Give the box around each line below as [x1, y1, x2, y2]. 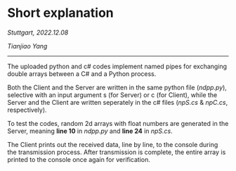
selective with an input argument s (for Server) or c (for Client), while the [7, 90, 218, 99]
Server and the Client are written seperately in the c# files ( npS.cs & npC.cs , [7, 98, 228, 106]
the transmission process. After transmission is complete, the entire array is [7, 148, 226, 156]
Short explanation [7, 5, 114, 21]
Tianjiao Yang [7, 42, 48, 50]
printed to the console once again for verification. [7, 155, 151, 163]
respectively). [7, 106, 47, 114]
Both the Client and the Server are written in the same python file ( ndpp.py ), [7, 83, 227, 91]
